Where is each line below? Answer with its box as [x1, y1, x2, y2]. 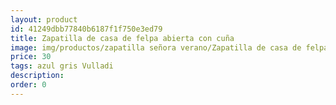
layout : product [10, 14, 78, 25]
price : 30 [10, 52, 52, 62]
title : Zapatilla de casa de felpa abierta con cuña [10, 33, 235, 43]
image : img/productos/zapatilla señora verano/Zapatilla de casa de [10, 42, 302, 53]
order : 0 [10, 80, 47, 90]
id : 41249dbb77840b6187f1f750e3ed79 [10, 24, 163, 34]
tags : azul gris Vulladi [10, 61, 114, 71]
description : [10, 71, 65, 81]
